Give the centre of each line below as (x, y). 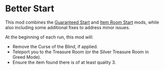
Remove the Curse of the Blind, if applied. (55, 46)
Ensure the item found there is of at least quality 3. (64, 62)
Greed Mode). (27, 57)
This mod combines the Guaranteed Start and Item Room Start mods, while (82, 22)
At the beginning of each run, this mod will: (49, 37)
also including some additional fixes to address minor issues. (68, 27)
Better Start (30, 9)
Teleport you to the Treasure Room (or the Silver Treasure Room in (81, 52)
